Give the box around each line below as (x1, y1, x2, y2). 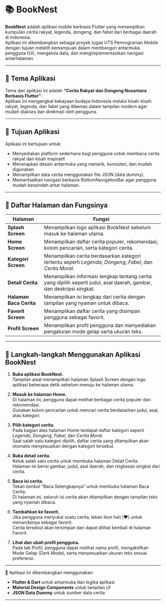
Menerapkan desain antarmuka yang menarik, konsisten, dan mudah (12, 161, 152, 167)
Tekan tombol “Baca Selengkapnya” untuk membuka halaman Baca (12, 484, 150, 489)
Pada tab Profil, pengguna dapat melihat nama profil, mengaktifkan (12, 545, 149, 551)
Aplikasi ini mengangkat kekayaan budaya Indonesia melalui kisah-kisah (5, 98, 152, 104)
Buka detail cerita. (12, 453, 51, 459)
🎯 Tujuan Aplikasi (5, 127, 60, 136)
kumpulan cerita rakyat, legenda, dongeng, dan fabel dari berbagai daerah (5, 29, 157, 35)
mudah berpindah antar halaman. (12, 182, 80, 188)
